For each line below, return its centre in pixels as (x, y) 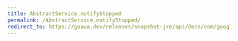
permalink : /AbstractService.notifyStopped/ (74, 20)
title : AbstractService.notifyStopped (64, 14)
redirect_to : (27, 26)
